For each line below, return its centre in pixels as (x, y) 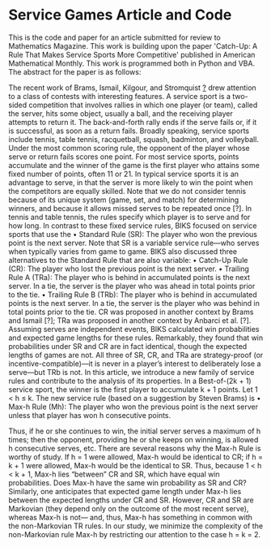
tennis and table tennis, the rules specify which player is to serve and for (129, 217)
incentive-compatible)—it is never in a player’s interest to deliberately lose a (135, 364)
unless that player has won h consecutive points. (90, 415)
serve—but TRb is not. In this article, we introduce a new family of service (131, 372)
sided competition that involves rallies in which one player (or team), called (133, 105)
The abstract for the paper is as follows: (75, 71)
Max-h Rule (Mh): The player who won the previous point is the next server (133, 407)
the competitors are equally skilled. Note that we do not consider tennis (127, 191)
